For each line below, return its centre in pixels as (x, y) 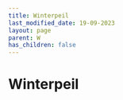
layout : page (30, 30)
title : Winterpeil (38, 15)
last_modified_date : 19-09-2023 (61, 23)
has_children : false (42, 45)
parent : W (25, 38)
